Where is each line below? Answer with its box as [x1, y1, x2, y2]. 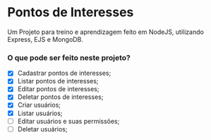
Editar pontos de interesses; [17, 85, 100, 93]
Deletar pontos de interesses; [17, 93, 104, 101]
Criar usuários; [17, 100, 61, 110]
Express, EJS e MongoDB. [7, 35, 83, 43]
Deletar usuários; [17, 124, 68, 133]
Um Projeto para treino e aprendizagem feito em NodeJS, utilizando [7, 28, 205, 36]
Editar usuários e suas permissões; [17, 117, 120, 125]
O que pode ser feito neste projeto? [7, 52, 131, 62]
